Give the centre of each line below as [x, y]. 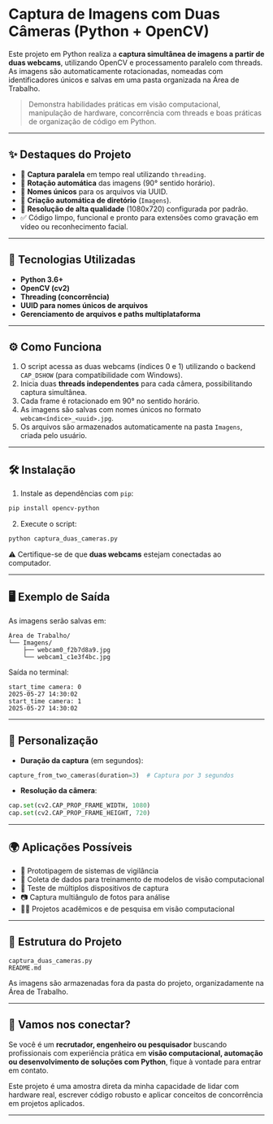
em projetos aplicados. [47, 1103]
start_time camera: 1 [45, 701]
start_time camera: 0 [45, 687]
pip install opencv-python [54, 509]
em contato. [28, 1070]
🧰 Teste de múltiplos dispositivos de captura [94, 888]
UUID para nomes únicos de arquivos [84, 305]
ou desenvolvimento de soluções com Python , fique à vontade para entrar [135, 1061]
